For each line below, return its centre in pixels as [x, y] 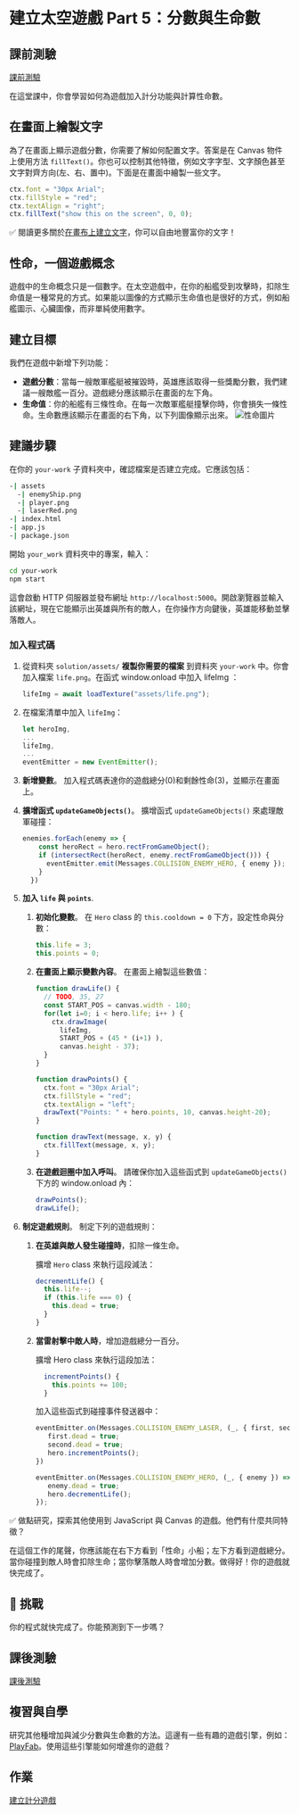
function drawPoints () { [81, 1079]
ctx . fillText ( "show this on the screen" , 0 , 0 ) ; [101, 214]
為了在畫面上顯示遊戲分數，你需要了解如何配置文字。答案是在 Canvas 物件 [146, 150]
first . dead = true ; [84, 1437]
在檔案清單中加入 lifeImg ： [72, 712]
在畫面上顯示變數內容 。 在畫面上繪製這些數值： [122, 972]
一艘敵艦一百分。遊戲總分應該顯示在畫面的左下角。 [124, 393]
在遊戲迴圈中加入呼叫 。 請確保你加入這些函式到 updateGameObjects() [161, 1172]
